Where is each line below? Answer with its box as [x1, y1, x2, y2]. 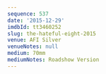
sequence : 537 [7, 10, 49, 18]
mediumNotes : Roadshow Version [7, 56, 100, 63]
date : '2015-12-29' [7, 17, 65, 24]
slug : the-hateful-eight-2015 [7, 30, 97, 37]
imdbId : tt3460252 [7, 23, 61, 30]
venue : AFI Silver [7, 37, 61, 44]
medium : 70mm [7, 50, 46, 57]
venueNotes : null [7, 43, 59, 50]
